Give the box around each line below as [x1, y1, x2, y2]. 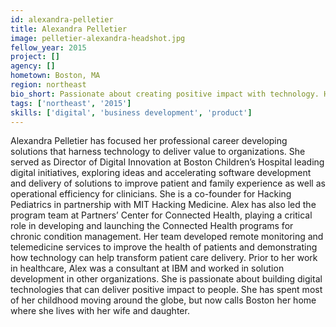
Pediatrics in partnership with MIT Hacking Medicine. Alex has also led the [10, 199, 317, 211]
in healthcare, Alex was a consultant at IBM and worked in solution [10, 262, 285, 275]
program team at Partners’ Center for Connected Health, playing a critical [10, 209, 313, 221]
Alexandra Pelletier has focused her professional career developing [10, 135, 288, 147]
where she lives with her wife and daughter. [10, 305, 190, 317]
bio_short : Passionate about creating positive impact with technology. [10, 89, 320, 99]
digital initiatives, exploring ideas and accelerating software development [10, 167, 312, 179]
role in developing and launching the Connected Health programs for [10, 220, 294, 232]
